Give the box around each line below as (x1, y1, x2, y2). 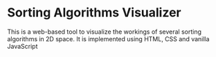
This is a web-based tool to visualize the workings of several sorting (7, 27, 202, 36)
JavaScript (7, 42, 38, 50)
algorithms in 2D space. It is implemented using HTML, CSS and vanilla (7, 34, 210, 43)
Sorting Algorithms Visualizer (7, 5, 181, 21)
